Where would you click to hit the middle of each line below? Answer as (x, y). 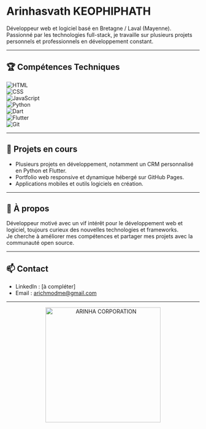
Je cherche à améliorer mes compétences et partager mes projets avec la (100, 236)
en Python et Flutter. (41, 171)
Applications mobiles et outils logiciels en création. (79, 184)
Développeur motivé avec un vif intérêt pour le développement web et (94, 223)
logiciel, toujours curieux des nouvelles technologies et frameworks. (93, 230)
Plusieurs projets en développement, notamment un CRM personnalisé (104, 164)
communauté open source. (40, 243)
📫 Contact (28, 269)
